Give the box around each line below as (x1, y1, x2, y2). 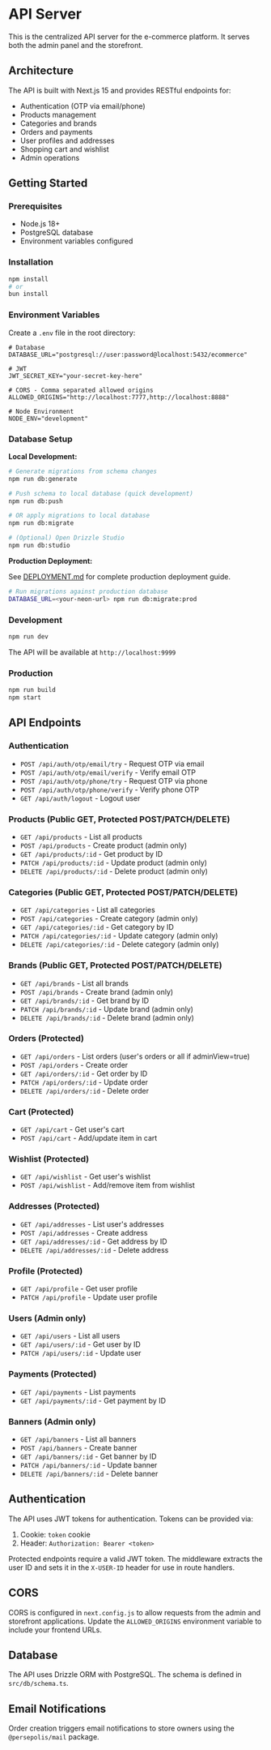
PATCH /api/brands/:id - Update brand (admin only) (19, 1004, 194, 1014)
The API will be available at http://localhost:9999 (8, 647, 176, 657)
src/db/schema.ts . (8, 1679, 69, 1688)
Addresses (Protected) (8, 1201, 100, 1212)
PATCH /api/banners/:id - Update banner (19, 1460, 158, 1469)
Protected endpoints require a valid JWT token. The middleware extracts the (8, 1554, 263, 1563)
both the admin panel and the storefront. (8, 40, 143, 49)
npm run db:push (8, 497, 63, 505)
